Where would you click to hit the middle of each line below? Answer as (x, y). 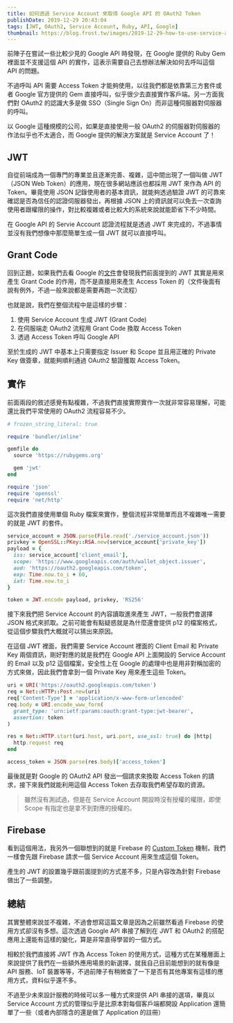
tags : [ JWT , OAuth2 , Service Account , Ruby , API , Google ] (93, 26)
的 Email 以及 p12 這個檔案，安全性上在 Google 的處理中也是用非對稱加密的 (114, 664)
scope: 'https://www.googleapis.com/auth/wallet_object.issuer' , (110, 562)
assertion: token (38, 717)
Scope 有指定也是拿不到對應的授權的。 (80, 808)
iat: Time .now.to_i (42, 581)
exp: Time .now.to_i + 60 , (51, 574)
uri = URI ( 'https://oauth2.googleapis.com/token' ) (82, 685)
